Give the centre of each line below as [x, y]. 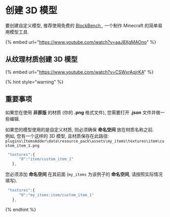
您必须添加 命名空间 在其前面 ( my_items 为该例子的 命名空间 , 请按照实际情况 [84, 174]
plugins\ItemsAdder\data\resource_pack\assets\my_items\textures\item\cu [85, 141]
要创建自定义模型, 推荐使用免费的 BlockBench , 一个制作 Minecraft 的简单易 [84, 25]
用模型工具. [17, 32]
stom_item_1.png [22, 146]
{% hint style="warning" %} [35, 82]
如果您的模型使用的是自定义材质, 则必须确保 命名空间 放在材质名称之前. [79, 129]
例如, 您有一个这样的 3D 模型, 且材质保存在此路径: [57, 136]
